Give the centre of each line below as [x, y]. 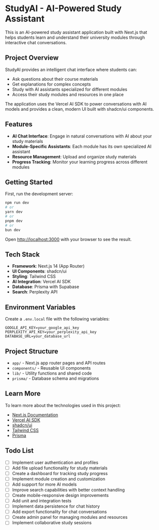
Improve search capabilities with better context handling [68, 490]
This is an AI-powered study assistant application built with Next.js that [76, 32]
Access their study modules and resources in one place [68, 94]
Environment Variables [40, 307]
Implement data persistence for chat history [56, 506]
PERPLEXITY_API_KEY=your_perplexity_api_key [51, 332]
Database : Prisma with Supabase [45, 287]
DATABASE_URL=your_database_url [38, 336]
